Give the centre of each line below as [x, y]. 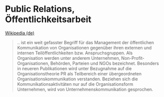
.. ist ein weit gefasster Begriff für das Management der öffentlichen [85, 42]
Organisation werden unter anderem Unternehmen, [69, 58]
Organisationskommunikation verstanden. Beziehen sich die [77, 79]
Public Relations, [40, 9]
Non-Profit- [133, 58]
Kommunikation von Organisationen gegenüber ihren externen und [84, 48]
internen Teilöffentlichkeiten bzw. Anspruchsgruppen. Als [75, 53]
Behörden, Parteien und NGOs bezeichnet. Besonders [105, 63]
